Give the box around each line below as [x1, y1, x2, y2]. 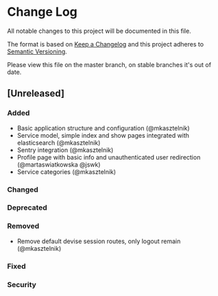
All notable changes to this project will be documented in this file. [7, 27, 192, 35]
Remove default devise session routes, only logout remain [16, 237, 181, 245]
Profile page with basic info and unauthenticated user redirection [16, 153, 201, 161]
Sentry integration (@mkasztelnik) [16, 145, 114, 154]
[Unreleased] [7, 88, 65, 99]
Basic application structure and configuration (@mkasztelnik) [16, 124, 190, 132]
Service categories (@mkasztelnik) [16, 167, 117, 175]
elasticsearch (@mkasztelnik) [16, 138, 101, 147]
